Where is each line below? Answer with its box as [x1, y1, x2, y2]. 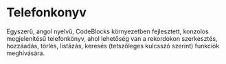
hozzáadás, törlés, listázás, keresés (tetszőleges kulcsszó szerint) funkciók [6, 42, 220, 50]
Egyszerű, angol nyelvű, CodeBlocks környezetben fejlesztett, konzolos [6, 27, 209, 35]
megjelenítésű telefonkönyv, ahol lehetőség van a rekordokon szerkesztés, [6, 34, 218, 42]
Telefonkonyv [6, 5, 87, 20]
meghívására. [6, 49, 45, 57]
